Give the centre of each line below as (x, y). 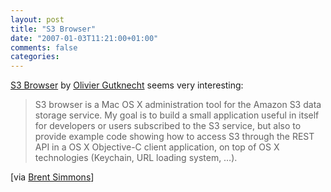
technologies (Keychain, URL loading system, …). (136, 158)
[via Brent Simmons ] (52, 177)
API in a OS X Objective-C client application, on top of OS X (157, 147)
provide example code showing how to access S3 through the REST (174, 137)
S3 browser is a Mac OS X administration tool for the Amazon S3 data (178, 105)
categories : (35, 57)
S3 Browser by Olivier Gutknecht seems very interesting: (127, 85)
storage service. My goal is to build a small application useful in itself (177, 115)
